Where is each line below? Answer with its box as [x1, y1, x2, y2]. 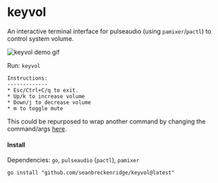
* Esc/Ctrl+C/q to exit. [7, 87, 79, 94]
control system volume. [7, 34, 74, 42]
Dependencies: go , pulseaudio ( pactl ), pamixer [7, 156, 140, 164]
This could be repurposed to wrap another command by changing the [7, 117, 206, 125]
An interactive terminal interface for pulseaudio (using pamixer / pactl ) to [7, 27, 212, 35]
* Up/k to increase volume [7, 93, 85, 100]
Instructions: [7, 74, 48, 82]
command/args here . [7, 124, 67, 132]
